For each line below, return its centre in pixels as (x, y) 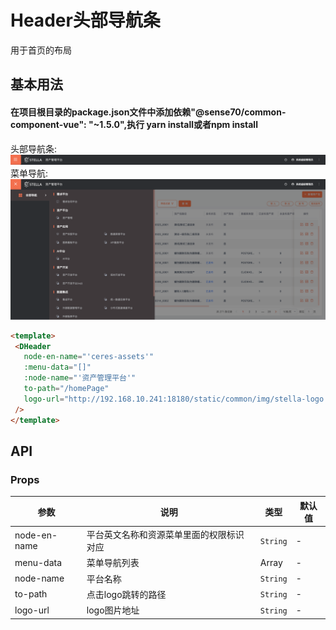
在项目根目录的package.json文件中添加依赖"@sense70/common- (148, 112)
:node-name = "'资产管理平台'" (80, 378)
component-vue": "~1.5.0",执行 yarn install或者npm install (134, 124)
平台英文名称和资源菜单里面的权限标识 (165, 535)
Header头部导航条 (85, 20)
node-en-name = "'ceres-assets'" (89, 357)
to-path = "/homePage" (66, 389)
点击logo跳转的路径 (126, 594)
